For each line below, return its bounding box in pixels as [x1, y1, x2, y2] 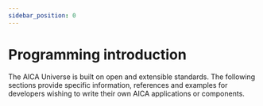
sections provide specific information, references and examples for [8, 80, 228, 89]
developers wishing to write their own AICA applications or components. [8, 89, 245, 98]
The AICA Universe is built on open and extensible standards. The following [8, 72, 256, 81]
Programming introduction [8, 45, 187, 63]
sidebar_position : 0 [8, 11, 77, 20]
